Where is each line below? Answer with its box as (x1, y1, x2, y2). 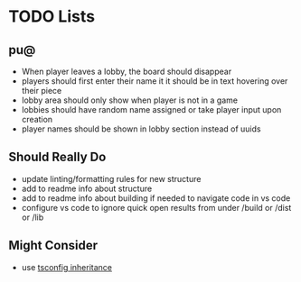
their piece (21, 86, 62, 96)
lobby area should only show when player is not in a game (21, 95, 239, 105)
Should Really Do (8, 150, 107, 165)
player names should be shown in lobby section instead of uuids (21, 123, 261, 134)
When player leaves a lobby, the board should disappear (21, 66, 232, 77)
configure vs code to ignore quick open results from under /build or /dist (21, 202, 292, 213)
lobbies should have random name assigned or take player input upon (21, 105, 282, 114)
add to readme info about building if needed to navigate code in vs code (21, 192, 291, 204)
